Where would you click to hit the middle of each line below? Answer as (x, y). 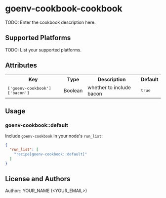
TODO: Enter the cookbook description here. (50, 22)
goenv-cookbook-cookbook (64, 9)
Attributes (21, 66)
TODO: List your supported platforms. (43, 49)
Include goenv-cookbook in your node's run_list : (54, 136)
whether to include (109, 87)
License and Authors (38, 179)
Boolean (73, 91)
